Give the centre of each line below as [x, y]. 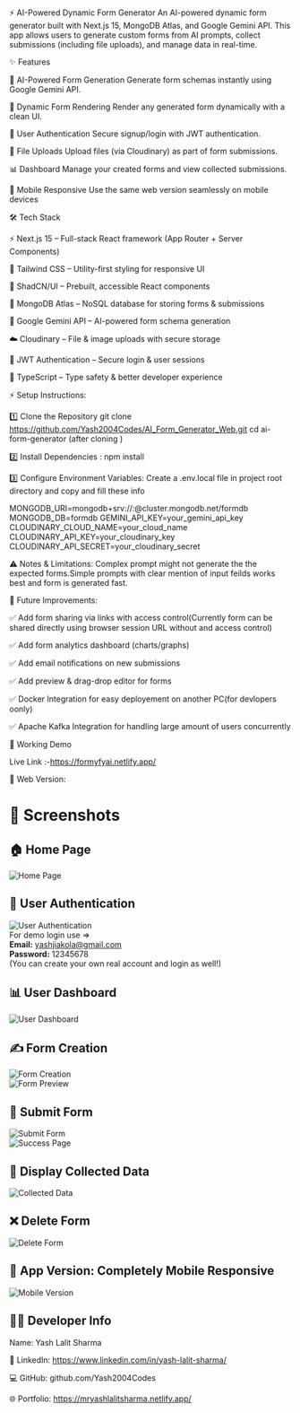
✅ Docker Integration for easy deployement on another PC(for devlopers [143, 699]
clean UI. [26, 116]
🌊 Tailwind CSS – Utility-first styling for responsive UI [107, 269]
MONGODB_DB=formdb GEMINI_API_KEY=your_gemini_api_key [126, 518]
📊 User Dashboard [63, 993]
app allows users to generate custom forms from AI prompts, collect [135, 35]
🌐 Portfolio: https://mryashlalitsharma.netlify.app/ [101, 1399]
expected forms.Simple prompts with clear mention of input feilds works [142, 573]
